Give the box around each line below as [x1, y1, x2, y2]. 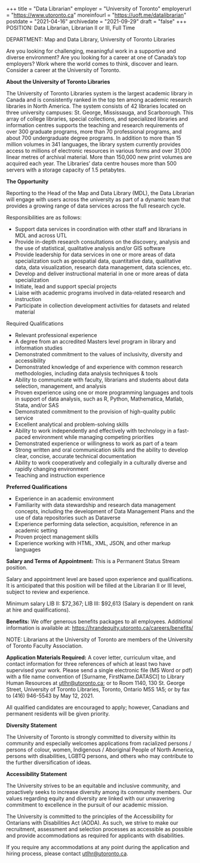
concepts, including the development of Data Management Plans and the [14, 508, 195, 515]
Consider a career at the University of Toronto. [6, 67, 121, 74]
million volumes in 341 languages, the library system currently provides [6, 141, 181, 148]
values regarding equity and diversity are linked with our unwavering [6, 795, 175, 802]
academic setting [14, 527, 58, 534]
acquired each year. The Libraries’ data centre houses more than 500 [6, 160, 177, 167]
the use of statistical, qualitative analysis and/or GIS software [14, 245, 165, 251]
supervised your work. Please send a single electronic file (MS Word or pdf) [6, 667, 193, 673]
